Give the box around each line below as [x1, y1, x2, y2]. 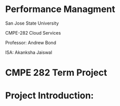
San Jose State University [5, 20, 59, 26]
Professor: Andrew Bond [5, 39, 56, 46]
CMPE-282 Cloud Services [5, 30, 62, 36]
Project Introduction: [5, 90, 94, 101]
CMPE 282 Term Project [5, 67, 107, 78]
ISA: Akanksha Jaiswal [5, 49, 52, 55]
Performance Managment [5, 4, 115, 15]
